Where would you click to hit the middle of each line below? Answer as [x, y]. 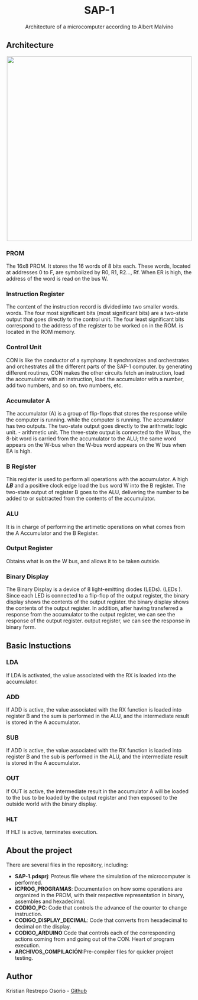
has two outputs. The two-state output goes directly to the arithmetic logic [97, 426]
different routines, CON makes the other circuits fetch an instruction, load [95, 372]
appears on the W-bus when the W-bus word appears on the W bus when [96, 444]
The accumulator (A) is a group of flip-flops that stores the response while [97, 413]
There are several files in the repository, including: [67, 865]
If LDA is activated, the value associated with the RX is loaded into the [91, 675]
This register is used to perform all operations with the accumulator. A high [97, 479]
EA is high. [19, 451]
